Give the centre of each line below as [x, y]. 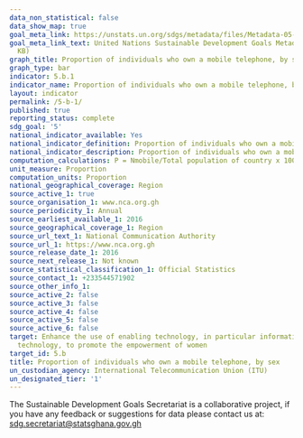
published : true [40, 110]
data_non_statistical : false [64, 18]
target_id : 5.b [38, 353]
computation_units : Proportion [68, 177]
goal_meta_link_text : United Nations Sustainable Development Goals [141, 43]
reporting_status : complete [62, 118]
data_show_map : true [48, 26]
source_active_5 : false [54, 320]
